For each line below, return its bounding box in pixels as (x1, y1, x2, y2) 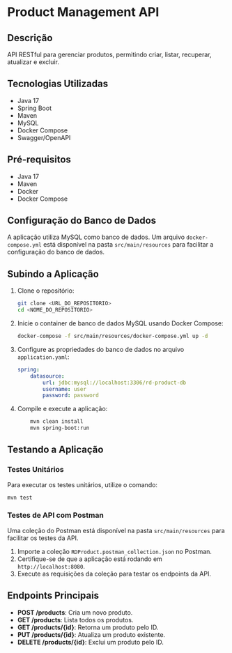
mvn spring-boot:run (30, 424, 90, 432)
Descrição (7, 32, 53, 44)
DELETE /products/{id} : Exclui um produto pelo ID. (17, 638, 164, 646)
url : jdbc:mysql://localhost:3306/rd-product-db (42, 379, 187, 386)
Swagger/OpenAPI (17, 133, 71, 141)
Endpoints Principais (7, 590, 100, 601)
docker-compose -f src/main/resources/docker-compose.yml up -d (17, 332, 208, 339)
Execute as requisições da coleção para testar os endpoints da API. (17, 569, 211, 578)
